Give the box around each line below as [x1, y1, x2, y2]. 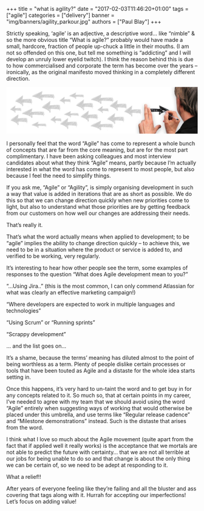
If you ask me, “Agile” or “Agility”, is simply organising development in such [6, 183, 194, 191]
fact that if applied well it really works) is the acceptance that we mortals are [6, 442, 197, 449]
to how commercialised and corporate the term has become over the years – [6, 62, 198, 69]
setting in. [6, 373, 32, 381]
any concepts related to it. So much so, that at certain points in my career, [6, 391, 191, 399]
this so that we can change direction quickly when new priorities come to [6, 197, 189, 204]
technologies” [6, 306, 41, 314]
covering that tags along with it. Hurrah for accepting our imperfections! [6, 491, 186, 498]
